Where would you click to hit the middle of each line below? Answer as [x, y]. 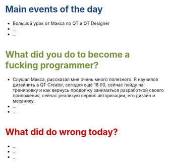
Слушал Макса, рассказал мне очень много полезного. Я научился [85, 79]
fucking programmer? [52, 66]
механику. [24, 101]
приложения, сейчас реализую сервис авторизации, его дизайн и [84, 95]
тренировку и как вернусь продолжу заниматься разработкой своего [88, 90]
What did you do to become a [68, 55]
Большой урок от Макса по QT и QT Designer [61, 23]
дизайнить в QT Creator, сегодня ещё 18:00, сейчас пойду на [78, 85]
